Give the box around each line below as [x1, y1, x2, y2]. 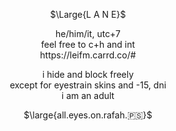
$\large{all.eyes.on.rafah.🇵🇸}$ [23, 109, 153, 121]
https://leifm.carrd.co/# [39, 49, 137, 61]
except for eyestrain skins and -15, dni [9, 79, 167, 91]
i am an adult [61, 90, 115, 101]
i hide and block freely [41, 69, 135, 80]
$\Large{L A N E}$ [49, 9, 127, 20]
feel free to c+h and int [40, 39, 136, 50]
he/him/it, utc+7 [55, 28, 121, 39]
